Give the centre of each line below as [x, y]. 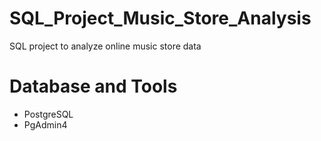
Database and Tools [93, 86]
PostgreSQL [48, 114]
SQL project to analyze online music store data [105, 46]
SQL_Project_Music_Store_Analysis [160, 18]
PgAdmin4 [45, 124]
